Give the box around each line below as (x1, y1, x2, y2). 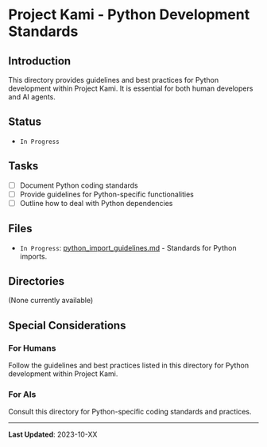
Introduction (8, 54, 72, 68)
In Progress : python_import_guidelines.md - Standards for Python (19, 243, 237, 252)
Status (8, 115, 42, 129)
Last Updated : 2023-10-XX (8, 430, 98, 439)
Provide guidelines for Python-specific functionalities (19, 189, 195, 199)
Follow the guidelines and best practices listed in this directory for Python (8, 360, 250, 371)
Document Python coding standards (19, 181, 139, 190)
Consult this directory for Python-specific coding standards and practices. (8, 407, 252, 417)
